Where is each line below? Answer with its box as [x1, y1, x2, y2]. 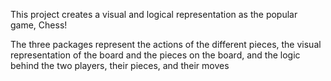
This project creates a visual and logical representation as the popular [10, 9, 298, 20]
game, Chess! [10, 19, 68, 31]
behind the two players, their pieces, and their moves [10, 60, 230, 71]
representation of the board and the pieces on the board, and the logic [10, 49, 301, 61]
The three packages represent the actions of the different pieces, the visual [10, 39, 322, 50]
